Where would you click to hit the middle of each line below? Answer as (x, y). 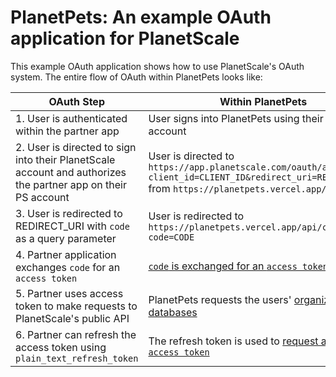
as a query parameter (66, 238)
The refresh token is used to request (233, 341)
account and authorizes (71, 172)
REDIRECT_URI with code (72, 226)
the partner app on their (71, 184)
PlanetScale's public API (72, 318)
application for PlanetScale (125, 38)
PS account (42, 197)
